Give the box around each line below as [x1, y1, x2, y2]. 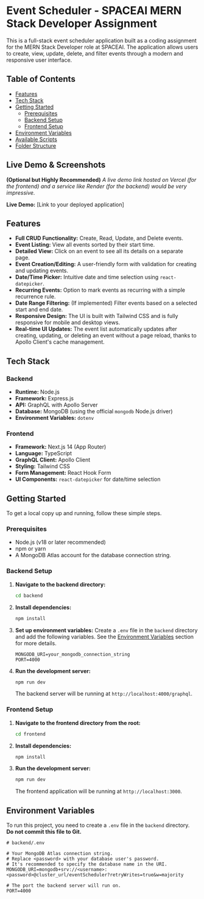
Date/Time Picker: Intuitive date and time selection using [15, 273, 159, 281]
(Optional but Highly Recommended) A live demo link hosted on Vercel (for [6, 176, 197, 183]
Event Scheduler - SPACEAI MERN [6, 4, 182, 18]
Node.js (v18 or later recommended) [15, 538, 107, 546]
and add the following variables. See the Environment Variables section [15, 633, 194, 640]
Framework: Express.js [15, 395, 74, 402]
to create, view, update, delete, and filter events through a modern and [6, 49, 184, 57]
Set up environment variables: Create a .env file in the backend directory [15, 626, 198, 634]
